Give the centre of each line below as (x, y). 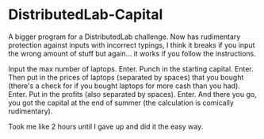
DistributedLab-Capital (86, 15)
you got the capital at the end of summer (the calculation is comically (121, 102)
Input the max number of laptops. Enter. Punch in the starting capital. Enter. (131, 68)
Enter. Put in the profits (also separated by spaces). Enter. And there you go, (132, 94)
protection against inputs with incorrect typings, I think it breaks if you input (132, 44)
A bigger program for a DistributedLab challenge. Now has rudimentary (124, 37)
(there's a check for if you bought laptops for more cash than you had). (124, 86)
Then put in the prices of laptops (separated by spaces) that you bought (126, 77)
